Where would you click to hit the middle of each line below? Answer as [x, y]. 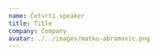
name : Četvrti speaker [47, 16]
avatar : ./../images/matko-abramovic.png [79, 38]
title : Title [30, 23]
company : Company [38, 31]
